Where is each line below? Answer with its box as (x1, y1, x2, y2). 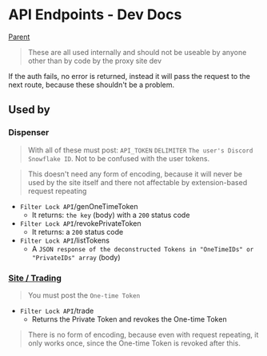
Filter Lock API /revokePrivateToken (19, 218, 141, 228)
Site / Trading (8, 272, 62, 283)
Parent (8, 32, 30, 42)
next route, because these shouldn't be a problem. (8, 80, 175, 89)
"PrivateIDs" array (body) (31, 252, 122, 262)
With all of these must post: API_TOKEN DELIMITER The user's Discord (27, 145, 253, 155)
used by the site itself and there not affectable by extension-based (27, 177, 248, 187)
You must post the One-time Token (27, 290, 141, 300)
